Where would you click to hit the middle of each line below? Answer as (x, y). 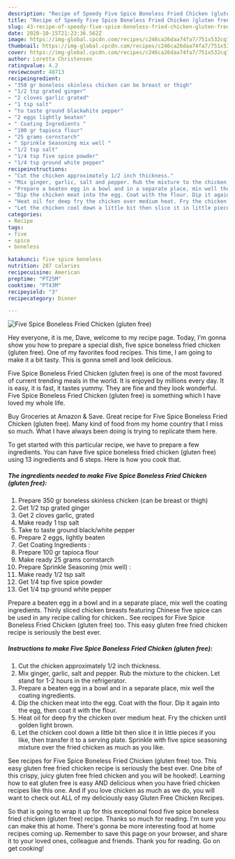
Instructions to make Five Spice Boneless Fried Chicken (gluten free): (111, 648)
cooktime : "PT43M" (35, 285)
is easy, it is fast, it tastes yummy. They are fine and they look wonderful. (113, 388)
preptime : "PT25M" (35, 279)
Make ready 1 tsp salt (48, 523)
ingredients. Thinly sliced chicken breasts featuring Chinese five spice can (115, 610)
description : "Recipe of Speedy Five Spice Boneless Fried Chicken (108, 14)
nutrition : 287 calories (44, 266)
